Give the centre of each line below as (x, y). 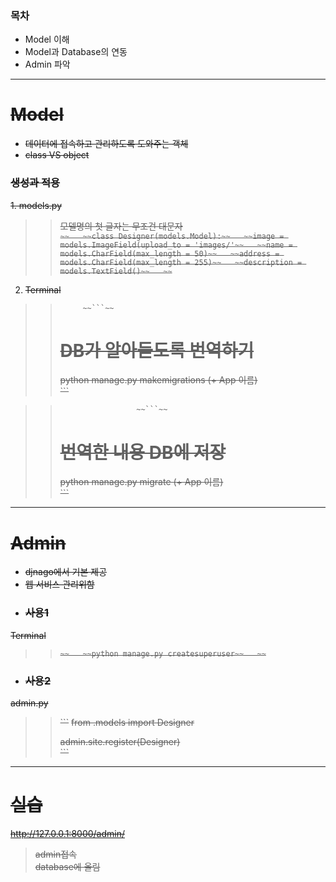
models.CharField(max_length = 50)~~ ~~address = (169, 253)
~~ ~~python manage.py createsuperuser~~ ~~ (163, 653)
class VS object (57, 155)
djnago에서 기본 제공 (66, 572)
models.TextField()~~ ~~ (116, 271)
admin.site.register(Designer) (120, 741)
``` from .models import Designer (127, 722)
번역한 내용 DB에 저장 (143, 452)
